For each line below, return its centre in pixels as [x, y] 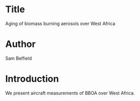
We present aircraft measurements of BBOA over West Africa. [70, 93]
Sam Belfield [19, 58]
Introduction [32, 79]
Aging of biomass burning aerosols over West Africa [60, 23]
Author [20, 44]
